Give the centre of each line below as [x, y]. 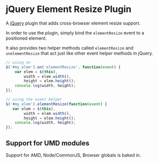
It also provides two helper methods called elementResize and [70, 48]
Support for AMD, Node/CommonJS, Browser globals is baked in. [73, 155]
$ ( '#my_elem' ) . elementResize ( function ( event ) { [57, 104]
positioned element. [26, 38]
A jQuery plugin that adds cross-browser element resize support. [73, 23]
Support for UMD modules [48, 143]
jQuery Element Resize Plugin [69, 9]
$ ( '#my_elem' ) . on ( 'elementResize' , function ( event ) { [63, 67]
